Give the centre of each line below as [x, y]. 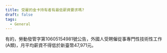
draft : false [19, 15]
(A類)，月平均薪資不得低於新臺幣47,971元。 [51, 45]
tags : [11, 19]
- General [20, 24]
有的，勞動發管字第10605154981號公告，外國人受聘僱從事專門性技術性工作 [84, 39]
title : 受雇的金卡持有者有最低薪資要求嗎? [45, 10]
